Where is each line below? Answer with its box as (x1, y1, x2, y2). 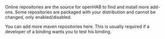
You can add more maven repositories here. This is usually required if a (5, 24, 150, 29)
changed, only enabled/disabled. (5, 14, 72, 20)
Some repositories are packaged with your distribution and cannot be (15, 9, 156, 15)
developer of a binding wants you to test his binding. (5, 29, 112, 34)
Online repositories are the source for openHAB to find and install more (5, 4, 149, 10)
